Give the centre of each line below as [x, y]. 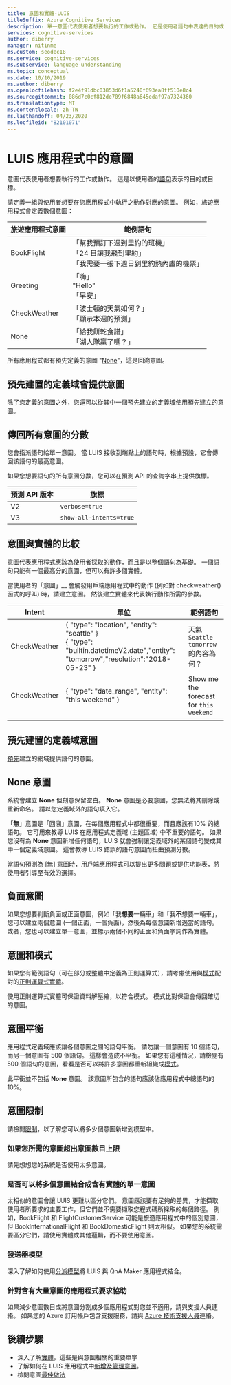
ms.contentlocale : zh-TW [43, 110]
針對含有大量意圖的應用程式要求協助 [67, 1291]
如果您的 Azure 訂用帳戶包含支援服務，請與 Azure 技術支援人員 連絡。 [119, 1315]
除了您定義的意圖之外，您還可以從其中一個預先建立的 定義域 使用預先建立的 [112, 402]
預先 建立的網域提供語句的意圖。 [52, 758]
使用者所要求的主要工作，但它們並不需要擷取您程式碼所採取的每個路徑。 [109, 1209]
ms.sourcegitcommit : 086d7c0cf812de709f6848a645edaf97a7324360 [100, 97]
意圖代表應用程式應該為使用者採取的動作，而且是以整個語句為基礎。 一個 [110, 562]
